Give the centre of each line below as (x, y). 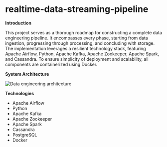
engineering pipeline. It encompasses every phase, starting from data (77, 38)
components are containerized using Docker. (51, 64)
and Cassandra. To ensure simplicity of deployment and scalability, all (77, 59)
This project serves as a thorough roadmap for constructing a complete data (84, 32)
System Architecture (27, 74)
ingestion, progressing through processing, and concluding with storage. (80, 43)
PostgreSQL (25, 135)
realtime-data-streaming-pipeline (77, 9)
